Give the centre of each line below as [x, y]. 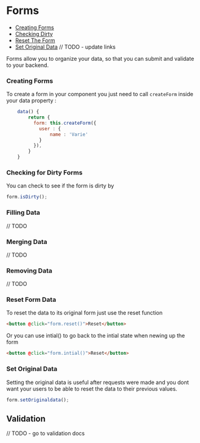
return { [39, 117]
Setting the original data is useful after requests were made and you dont [98, 382]
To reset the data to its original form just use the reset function [84, 313]
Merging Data [27, 242]
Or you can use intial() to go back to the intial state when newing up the [96, 336]
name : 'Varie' [69, 134]
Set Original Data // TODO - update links [65, 47]
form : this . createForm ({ [65, 123]
